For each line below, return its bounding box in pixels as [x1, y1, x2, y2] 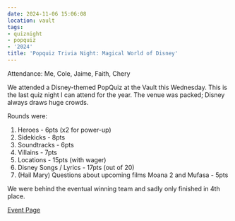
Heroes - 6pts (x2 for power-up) [17, 125, 112, 134]
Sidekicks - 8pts [17, 132, 66, 142]
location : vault [7, 17, 55, 24]
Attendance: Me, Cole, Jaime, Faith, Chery [7, 69, 131, 78]
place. [7, 192, 26, 200]
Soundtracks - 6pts [17, 140, 74, 149]
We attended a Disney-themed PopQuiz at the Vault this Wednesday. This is [7, 83, 228, 91]
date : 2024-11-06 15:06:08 [7, 10, 87, 18]
